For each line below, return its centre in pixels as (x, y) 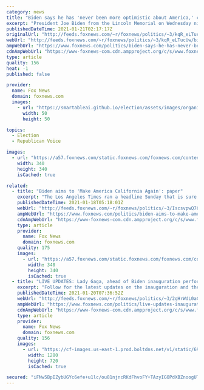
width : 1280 (43, 355)
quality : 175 (34, 248)
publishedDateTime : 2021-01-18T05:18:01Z (70, 203)
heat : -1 (17, 68)
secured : (17, 377)
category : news (25, 12)
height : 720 (43, 361)
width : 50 (35, 113)
